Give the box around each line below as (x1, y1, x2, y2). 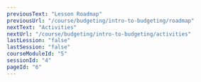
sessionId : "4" (6, 57, 52, 64)
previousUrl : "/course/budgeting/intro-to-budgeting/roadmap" (6, 17, 195, 24)
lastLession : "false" (6, 37, 71, 44)
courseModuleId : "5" (6, 51, 68, 58)
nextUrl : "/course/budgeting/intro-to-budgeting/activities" (6, 30, 192, 38)
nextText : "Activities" (6, 24, 77, 31)
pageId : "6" (6, 63, 42, 71)
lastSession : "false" (6, 43, 71, 51)
